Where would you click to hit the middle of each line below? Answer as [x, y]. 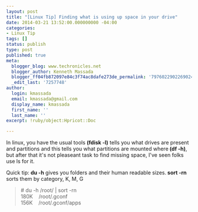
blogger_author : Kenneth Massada [52, 72]
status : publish [26, 45]
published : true [26, 55]
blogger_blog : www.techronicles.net [56, 66]
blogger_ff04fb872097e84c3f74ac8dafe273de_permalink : [79, 77]
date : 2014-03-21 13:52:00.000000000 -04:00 [62, 22]
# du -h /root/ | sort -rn [49, 190]
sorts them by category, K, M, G [45, 179]
